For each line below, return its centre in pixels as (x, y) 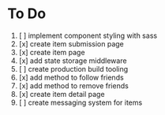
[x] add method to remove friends (74, 85)
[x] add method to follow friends (71, 77)
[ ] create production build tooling (73, 69)
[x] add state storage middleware (73, 61)
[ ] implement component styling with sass (88, 35)
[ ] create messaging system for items (81, 102)
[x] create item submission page (71, 43)
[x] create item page (52, 52)
